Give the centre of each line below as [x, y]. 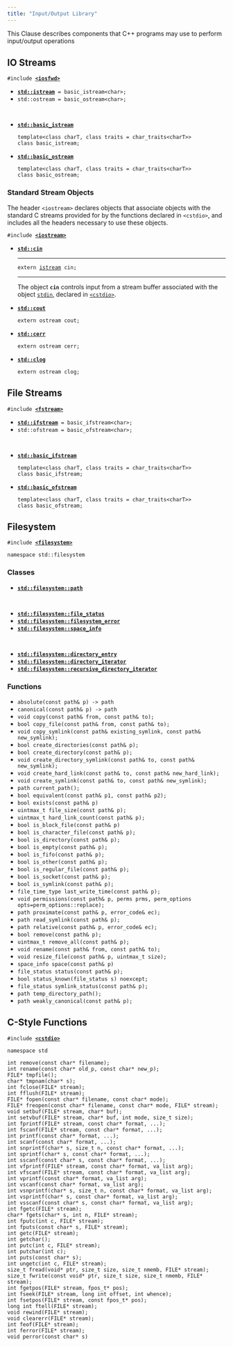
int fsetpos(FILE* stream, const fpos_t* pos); [77, 1300]
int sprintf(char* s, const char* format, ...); [79, 1154]
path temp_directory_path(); [59, 994]
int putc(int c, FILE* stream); [54, 1245]
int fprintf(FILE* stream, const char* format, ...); [87, 1124]
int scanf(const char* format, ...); [62, 1142]
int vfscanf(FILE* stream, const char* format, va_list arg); [99, 1172]
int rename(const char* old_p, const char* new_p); [83, 1069]
